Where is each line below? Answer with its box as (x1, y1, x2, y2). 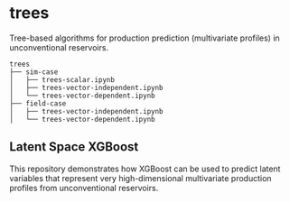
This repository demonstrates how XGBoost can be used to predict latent (9, 163, 281, 174)
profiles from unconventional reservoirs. (9, 182, 159, 193)
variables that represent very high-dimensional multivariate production (9, 172, 273, 183)
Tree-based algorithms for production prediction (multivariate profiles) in (9, 32, 280, 43)
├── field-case (9, 98, 67, 108)
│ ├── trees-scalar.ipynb (9, 75, 116, 84)
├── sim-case (9, 67, 59, 77)
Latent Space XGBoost (9, 139, 139, 155)
